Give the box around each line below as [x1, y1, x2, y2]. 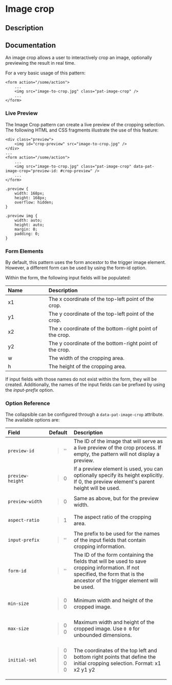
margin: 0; [14, 226, 38, 232]
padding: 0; [14, 231, 40, 236]
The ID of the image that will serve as [73, 437, 163, 445]
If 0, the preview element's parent [73, 478, 155, 485]
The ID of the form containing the [73, 551, 154, 559]
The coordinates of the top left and [73, 647, 157, 654]
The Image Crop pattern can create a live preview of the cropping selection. [5, 121, 165, 127]
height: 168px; [14, 195, 47, 200]
